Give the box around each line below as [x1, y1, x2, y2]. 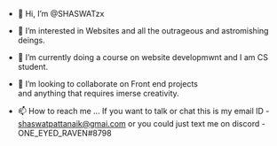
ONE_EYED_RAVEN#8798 [17, 128, 113, 138]
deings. [17, 35, 46, 45]
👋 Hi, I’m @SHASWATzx [17, 9, 105, 19]
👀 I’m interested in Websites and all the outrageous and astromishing [17, 26, 269, 35]
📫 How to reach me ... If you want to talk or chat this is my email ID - [17, 106, 270, 116]
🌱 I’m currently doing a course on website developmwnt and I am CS [17, 52, 269, 62]
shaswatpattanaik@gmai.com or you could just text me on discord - [17, 119, 266, 128]
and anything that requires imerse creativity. [17, 88, 179, 98]
